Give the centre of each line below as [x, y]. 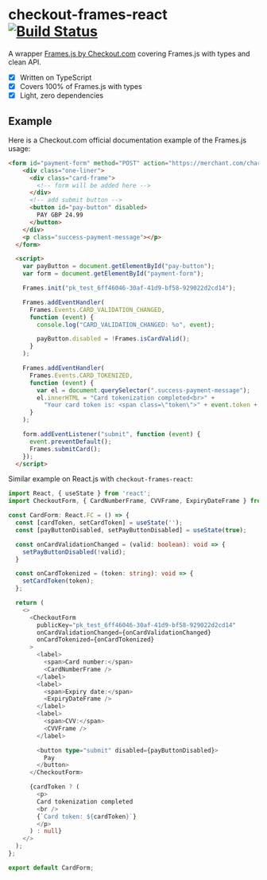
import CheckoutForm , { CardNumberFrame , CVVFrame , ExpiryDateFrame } [128, 501]
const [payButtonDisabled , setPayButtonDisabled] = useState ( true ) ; [131, 530]
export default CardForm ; [51, 868]
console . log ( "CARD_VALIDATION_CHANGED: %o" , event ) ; [126, 325]
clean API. [25, 62]
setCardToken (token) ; [58, 581]
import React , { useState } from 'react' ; [79, 494]
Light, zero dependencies [62, 95]
